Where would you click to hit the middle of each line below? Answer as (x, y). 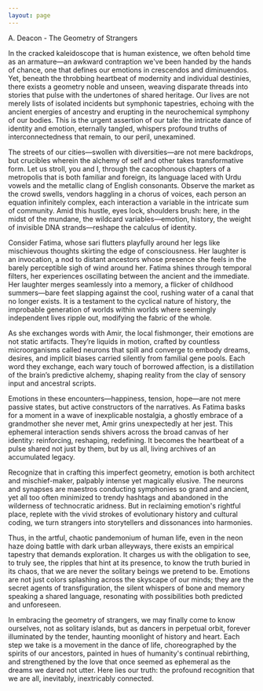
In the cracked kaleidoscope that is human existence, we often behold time (130, 53)
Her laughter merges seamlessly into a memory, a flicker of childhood (121, 284)
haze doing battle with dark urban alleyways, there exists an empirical (121, 546)
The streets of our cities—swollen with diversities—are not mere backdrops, (131, 152)
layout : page (29, 15)
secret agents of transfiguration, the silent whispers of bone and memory (126, 588)
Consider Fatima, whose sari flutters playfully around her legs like (114, 242)
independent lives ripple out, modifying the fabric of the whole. (110, 318)
